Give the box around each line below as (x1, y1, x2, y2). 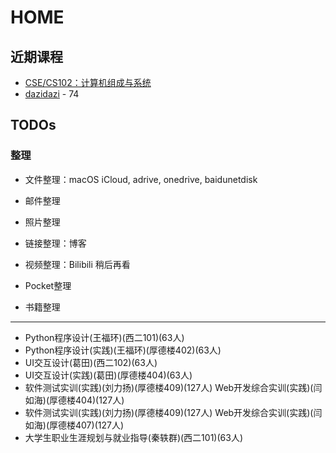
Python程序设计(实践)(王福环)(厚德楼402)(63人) (24, 344, 222, 356)
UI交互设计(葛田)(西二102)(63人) (24, 356, 158, 368)
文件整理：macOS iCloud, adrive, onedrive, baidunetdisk (24, 173, 258, 185)
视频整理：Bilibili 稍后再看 (24, 258, 131, 270)
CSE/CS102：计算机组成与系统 (24, 77, 152, 88)
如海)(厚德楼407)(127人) (24, 419, 125, 431)
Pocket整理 (24, 279, 72, 291)
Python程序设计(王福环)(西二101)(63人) (24, 331, 185, 343)
